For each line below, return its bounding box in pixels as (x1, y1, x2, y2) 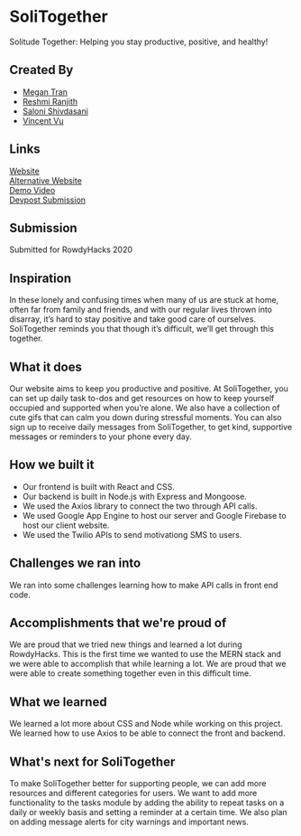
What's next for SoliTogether (9, 754, 176, 769)
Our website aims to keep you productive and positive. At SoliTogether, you (9, 383, 288, 394)
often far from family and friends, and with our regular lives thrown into (9, 305, 273, 315)
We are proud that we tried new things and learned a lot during (9, 639, 242, 650)
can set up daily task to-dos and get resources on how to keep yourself (9, 393, 275, 403)
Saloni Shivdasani (22, 106, 88, 117)
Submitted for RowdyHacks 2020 (9, 244, 133, 255)
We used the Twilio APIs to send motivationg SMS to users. (22, 529, 242, 540)
